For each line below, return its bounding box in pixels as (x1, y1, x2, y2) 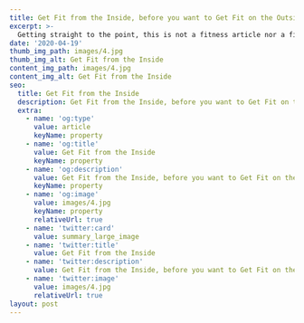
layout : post (9, 299, 59, 309)
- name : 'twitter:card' (25, 223, 116, 233)
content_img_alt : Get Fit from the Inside (9, 72, 172, 81)
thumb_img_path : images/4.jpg (9, 47, 124, 56)
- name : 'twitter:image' (25, 274, 119, 283)
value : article (33, 123, 91, 132)
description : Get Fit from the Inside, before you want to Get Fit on (17, 97, 290, 107)
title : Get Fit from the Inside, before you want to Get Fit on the (9, 13, 273, 23)
